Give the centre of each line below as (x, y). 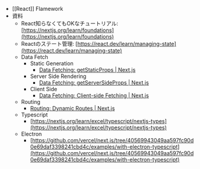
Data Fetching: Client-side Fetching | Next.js (94, 95)
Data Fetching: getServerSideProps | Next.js (94, 83)
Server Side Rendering (58, 76)
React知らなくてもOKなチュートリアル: (70, 23)
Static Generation (52, 63)
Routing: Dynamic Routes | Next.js (73, 108)
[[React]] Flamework (37, 9)
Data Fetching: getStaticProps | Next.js (87, 70)
